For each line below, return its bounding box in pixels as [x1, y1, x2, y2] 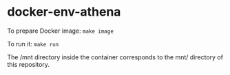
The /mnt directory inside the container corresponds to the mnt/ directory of [7, 52, 224, 61]
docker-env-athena [7, 4, 121, 20]
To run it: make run [7, 40, 59, 48]
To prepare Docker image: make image [7, 27, 114, 35]
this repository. [7, 60, 50, 68]
